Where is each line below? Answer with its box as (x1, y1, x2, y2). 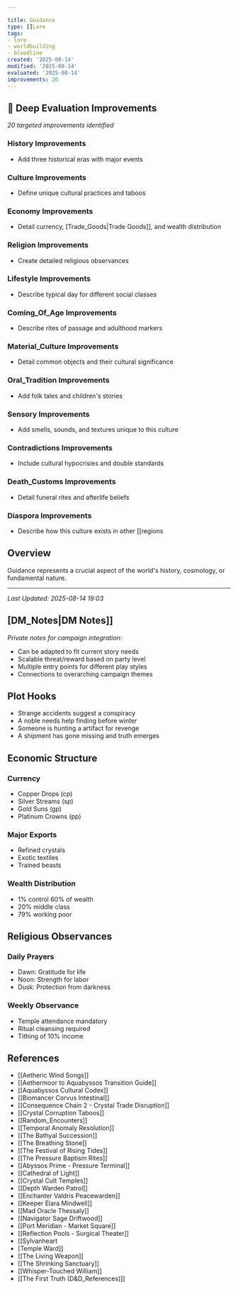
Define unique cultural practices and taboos (17, 189, 147, 197)
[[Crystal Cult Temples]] (17, 1176, 89, 1185)
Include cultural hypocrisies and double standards (17, 459, 164, 468)
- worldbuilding (7, 43, 55, 50)
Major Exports (7, 830, 57, 839)
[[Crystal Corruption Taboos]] (17, 1109, 105, 1117)
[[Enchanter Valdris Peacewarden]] (17, 1192, 120, 1200)
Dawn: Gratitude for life (17, 968, 86, 976)
